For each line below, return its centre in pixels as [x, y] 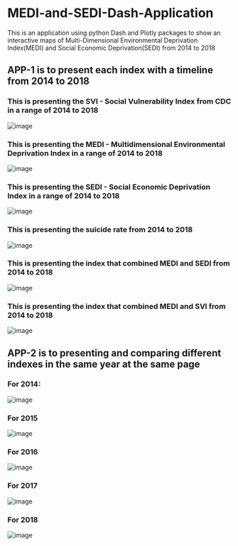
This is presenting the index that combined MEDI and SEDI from [119, 263]
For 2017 [22, 486]
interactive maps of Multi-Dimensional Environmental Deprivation [103, 40]
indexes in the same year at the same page [104, 364]
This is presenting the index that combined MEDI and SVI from [117, 306]
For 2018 [23, 520]
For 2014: [24, 384]
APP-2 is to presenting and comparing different [114, 353]
